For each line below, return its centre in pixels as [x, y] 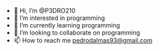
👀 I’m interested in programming [59, 18]
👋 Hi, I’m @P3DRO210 [44, 11]
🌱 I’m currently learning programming [67, 25]
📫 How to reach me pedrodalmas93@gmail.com [83, 40]
